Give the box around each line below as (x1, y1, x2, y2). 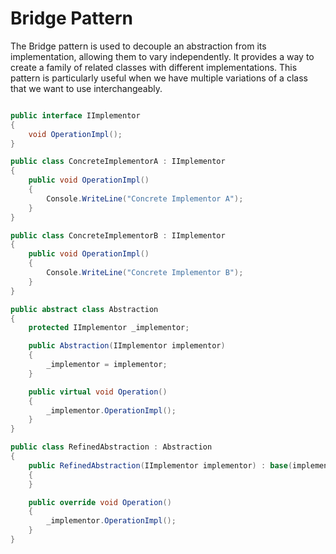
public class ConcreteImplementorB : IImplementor (10, 230, 226, 241)
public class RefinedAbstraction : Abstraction (10, 442, 213, 452)
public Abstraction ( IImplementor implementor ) (28, 341, 226, 351)
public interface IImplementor (10, 110, 141, 121)
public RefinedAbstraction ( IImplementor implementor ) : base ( (28, 460, 293, 471)
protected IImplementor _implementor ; (28, 323, 190, 333)
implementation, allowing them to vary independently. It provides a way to (10, 50, 315, 62)
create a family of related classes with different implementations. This (10, 61, 298, 73)
